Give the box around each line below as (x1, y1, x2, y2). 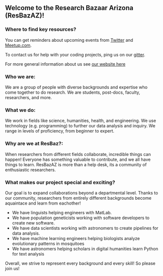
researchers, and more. (5, 94, 52, 100)
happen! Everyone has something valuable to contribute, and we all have (5, 156, 151, 162)
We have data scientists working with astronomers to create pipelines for (12, 225, 159, 231)
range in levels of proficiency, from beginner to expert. (5, 128, 114, 134)
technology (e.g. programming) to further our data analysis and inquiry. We (5, 123, 156, 129)
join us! (5, 265, 20, 271)
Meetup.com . (5, 42, 32, 48)
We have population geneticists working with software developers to (12, 215, 150, 221)
